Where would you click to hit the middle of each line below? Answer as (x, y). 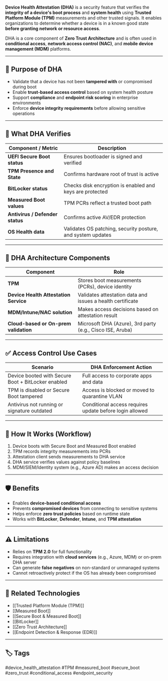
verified (73, 162)
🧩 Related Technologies (42, 593)
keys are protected (86, 192)
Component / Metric (33, 148)
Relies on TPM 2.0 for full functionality (52, 552)
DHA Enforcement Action (121, 367)
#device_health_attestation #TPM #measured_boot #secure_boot (72, 668)
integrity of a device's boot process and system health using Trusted (78, 13)
